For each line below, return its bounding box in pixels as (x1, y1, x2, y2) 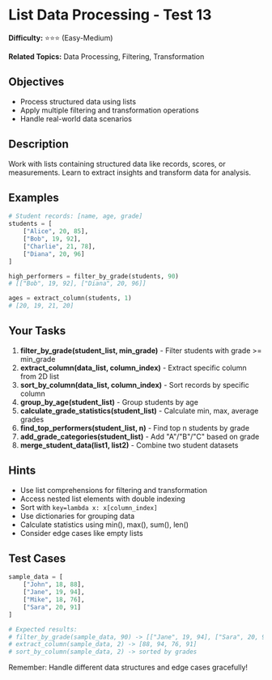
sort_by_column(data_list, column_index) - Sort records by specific (19, 380, 249, 389)
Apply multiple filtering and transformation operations (19, 105, 200, 115)
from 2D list (19, 371, 59, 381)
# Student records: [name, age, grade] (8, 212, 143, 220)
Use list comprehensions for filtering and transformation (19, 485, 208, 495)
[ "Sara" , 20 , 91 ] (23, 603, 82, 611)
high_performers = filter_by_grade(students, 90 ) (8, 272, 180, 280)
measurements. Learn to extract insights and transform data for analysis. (8, 168, 252, 177)
